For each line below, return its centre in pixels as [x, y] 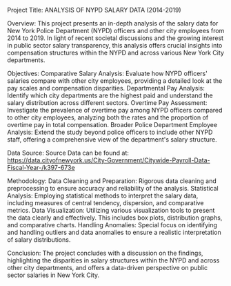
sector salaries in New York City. [53, 275]
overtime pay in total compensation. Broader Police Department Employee [112, 125]
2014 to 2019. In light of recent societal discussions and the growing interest [115, 38]
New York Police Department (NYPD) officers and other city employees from [116, 31]
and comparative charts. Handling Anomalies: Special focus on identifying [112, 225]
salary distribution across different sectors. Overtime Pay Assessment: [107, 103]
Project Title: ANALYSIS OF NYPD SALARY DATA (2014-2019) [94, 10]
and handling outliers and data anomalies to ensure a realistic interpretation [114, 232]
